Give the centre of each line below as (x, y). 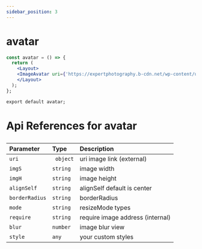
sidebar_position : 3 (32, 12)
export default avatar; (36, 102)
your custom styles (107, 237)
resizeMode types (105, 208)
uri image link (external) (113, 159)
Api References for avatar (72, 126)
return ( (23, 63)
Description (97, 149)
